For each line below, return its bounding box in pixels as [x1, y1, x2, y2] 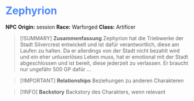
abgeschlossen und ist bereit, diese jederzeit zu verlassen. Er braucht [19, 60, 189, 67]
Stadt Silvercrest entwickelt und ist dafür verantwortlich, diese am [19, 41, 179, 48]
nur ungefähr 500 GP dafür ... [19, 65, 91, 72]
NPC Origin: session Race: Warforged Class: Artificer [5, 23, 136, 30]
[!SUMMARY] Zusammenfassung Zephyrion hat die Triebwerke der [19, 34, 184, 41]
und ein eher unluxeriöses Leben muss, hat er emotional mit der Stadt [19, 53, 189, 60]
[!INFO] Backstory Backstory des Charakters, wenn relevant [19, 88, 166, 95]
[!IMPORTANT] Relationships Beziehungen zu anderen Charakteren [19, 77, 184, 84]
